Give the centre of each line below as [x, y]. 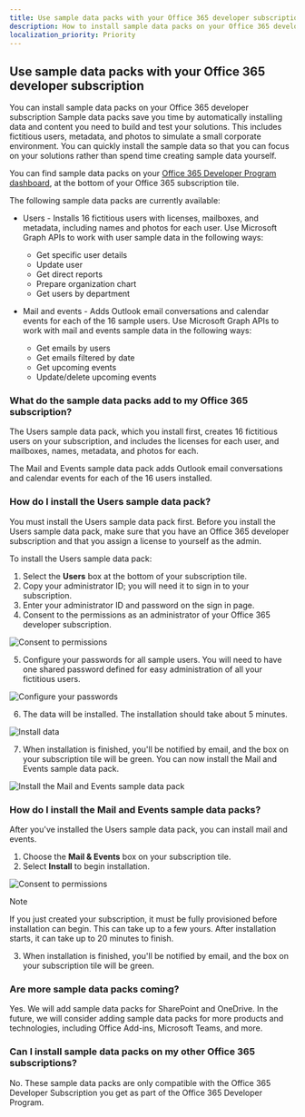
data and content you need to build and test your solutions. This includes [146, 127]
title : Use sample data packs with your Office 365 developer [129, 18]
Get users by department [83, 294]
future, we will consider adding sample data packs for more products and [147, 1019]
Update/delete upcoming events [96, 377]
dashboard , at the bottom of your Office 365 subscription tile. [124, 183]
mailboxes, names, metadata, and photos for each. [104, 451]
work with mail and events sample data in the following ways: [137, 331]
